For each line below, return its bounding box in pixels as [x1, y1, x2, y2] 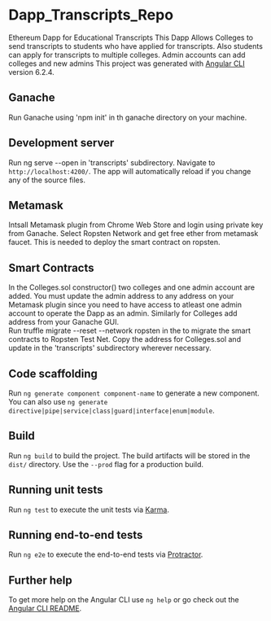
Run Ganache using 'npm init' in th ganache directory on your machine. [8, 112, 247, 122]
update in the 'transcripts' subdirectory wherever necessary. [8, 343, 212, 353]
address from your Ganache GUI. [8, 317, 120, 327]
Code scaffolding [8, 366, 98, 380]
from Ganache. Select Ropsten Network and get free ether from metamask [8, 229, 259, 238]
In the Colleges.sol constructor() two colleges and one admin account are [8, 282, 256, 292]
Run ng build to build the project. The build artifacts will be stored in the [8, 450, 251, 461]
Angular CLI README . [8, 604, 82, 614]
